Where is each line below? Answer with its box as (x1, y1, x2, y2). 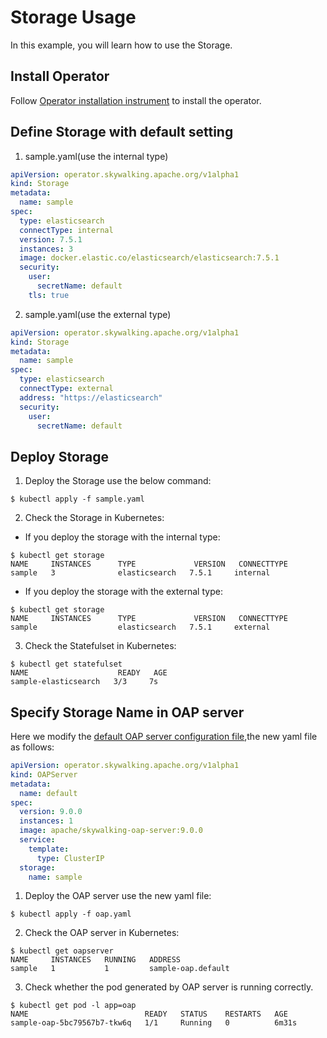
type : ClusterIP (36, 853, 105, 863)
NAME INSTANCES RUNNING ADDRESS (10, 955, 182, 965)
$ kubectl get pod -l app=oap (10, 1001, 137, 1011)
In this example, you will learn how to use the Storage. (10, 39, 233, 51)
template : (28, 844, 70, 854)
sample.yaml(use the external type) (24, 308, 172, 320)
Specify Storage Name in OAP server (10, 704, 245, 721)
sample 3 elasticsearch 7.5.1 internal (10, 568, 271, 578)
